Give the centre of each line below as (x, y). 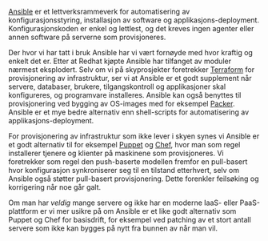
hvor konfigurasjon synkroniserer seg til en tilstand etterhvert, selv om (124, 170)
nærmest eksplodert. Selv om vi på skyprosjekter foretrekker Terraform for (132, 70)
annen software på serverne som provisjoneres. (87, 37)
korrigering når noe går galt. (55, 187)
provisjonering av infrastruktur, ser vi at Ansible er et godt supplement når (130, 78)
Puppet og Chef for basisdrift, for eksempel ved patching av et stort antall (130, 220)
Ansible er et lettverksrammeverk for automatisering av (99, 12)
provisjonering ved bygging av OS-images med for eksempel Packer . (122, 104)
